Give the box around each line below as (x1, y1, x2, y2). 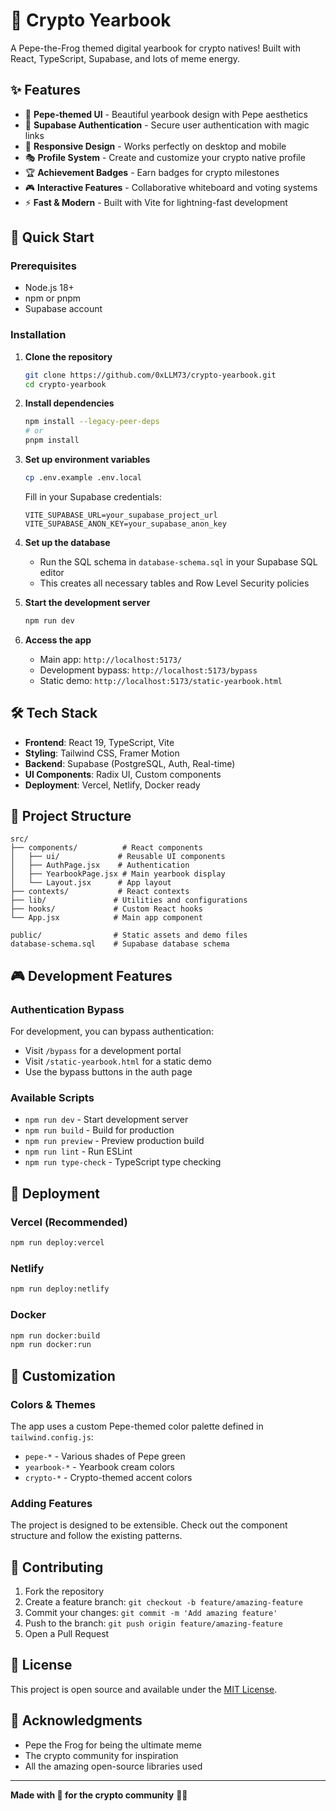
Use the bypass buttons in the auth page (24, 1066, 193, 1078)
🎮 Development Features (10, 967, 173, 984)
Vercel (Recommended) (10, 1215, 128, 1229)
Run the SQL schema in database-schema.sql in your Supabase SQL (39, 555, 318, 568)
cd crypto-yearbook (24, 379, 107, 389)
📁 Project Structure (10, 808, 132, 825)
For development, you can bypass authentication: (10, 1025, 215, 1038)
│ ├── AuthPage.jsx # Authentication (10, 860, 190, 871)
